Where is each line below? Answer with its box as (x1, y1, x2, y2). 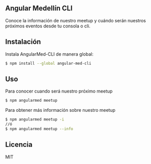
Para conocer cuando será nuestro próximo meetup (5, 88, 113, 94)
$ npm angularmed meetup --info (5, 126, 73, 131)
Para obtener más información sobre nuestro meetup (5, 107, 116, 113)
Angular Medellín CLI (5, 4, 73, 13)
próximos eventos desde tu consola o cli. (5, 23, 91, 29)
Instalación (5, 37, 41, 46)
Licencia (5, 140, 33, 149)
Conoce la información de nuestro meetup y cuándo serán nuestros (5, 17, 146, 23)
